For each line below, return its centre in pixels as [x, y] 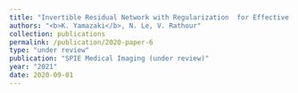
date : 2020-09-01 [41, 75]
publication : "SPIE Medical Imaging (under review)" [109, 58]
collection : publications [57, 34]
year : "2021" [33, 67]
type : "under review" [50, 50]
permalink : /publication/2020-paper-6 [81, 42]
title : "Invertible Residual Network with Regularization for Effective [149, 17]
